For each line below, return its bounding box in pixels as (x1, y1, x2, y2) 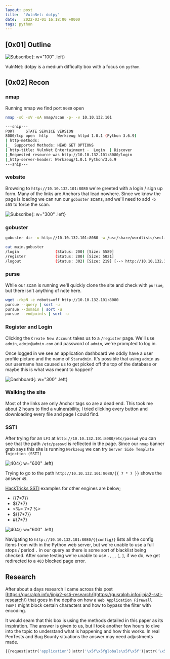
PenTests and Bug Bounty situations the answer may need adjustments (5, 633, 153, 639)
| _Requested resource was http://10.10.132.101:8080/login (5, 152, 133, 157)
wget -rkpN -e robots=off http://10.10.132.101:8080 (5, 297, 119, 302)
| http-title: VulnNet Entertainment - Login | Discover (5, 148, 133, 153)
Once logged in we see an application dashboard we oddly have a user (5, 350, 153, 356)
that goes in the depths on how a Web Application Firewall (28, 597, 152, 603)
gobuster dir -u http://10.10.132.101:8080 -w (5, 235, 105, 241)
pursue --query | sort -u (5, 302, 60, 307)
